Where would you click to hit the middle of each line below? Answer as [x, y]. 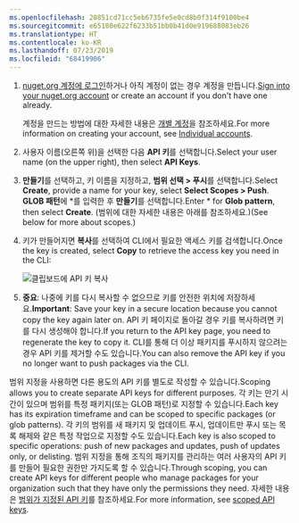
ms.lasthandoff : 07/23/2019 [62, 51]
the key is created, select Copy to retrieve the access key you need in [150, 250]
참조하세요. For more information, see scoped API [186, 499]
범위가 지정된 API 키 [54, 499]
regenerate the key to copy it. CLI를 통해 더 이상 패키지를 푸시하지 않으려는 [155, 342]
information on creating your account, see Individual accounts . [137, 133]
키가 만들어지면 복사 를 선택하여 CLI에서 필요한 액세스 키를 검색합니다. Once [152, 241]
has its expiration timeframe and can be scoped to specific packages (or [143, 414]
